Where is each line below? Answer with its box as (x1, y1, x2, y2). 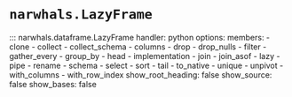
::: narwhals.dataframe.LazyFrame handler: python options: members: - (9, 32, 271, 42)
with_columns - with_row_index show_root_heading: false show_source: (9, 69, 272, 80)
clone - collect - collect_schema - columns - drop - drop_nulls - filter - (9, 41, 267, 52)
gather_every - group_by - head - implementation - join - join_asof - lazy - (9, 50, 280, 61)
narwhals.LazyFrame (9, 6, 153, 23)
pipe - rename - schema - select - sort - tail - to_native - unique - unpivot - (9, 60, 284, 71)
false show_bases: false (9, 78, 98, 89)
